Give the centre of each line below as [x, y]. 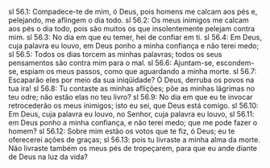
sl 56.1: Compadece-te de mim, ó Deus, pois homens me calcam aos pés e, [133, 12]
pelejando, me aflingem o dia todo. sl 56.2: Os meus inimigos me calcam [129, 20]
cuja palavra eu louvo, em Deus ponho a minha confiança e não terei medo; [134, 46]
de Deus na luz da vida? [48, 157]
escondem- [235, 63]
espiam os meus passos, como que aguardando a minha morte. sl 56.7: [138, 71]
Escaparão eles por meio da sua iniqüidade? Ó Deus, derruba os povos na [131, 80]
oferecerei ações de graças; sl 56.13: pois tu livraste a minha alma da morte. [134, 139]
